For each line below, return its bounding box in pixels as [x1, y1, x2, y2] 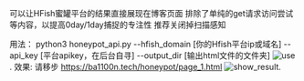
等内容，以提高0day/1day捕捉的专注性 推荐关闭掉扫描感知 [9, 19, 226, 30]
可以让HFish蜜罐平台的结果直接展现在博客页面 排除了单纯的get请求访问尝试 [9, 8, 294, 18]
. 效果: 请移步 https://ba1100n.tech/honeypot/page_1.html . [9, 62, 281, 72]
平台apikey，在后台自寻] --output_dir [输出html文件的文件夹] [42, 50, 271, 61]
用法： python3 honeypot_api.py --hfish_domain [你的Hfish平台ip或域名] [9, 39, 282, 49]
